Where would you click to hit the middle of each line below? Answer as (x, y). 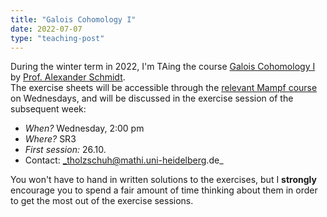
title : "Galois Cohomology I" (73, 19)
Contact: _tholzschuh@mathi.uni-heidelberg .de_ (124, 160)
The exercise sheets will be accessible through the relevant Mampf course (164, 88)
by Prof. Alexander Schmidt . (68, 77)
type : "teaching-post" (57, 38)
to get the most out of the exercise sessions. (102, 201)
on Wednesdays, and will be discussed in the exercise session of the (152, 98)
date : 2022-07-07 (46, 29)
